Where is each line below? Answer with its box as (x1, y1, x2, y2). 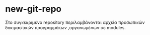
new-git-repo (5, 3, 62, 15)
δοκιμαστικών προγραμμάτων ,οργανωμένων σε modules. (5, 24, 126, 30)
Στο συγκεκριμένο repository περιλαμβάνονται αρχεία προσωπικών (5, 19, 145, 25)
